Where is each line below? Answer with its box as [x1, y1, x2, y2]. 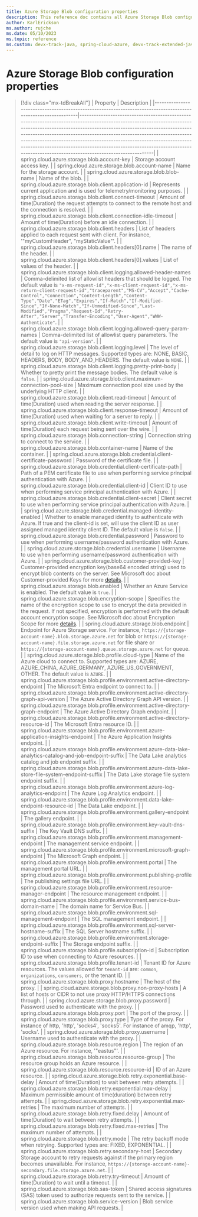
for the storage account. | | [20, 168, 86, 175]
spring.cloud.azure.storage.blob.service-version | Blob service [20, 1197, 173, 1205]
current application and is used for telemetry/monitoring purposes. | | [20, 187, 189, 194]
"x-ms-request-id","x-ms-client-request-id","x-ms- [58, 282, 189, 288]
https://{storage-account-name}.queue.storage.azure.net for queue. [20, 645, 190, 652]
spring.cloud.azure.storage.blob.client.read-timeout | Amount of [20, 394, 177, 401]
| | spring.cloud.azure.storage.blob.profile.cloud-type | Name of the [20, 651, 185, 658]
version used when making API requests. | [20, 1204, 124, 1211]
